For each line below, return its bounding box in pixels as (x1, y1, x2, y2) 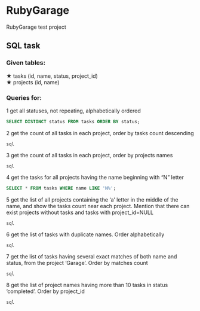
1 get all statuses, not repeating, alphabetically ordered (6, 107, 141, 114)
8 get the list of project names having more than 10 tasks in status (6, 281, 168, 288)
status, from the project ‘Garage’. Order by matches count (6, 259, 148, 266)
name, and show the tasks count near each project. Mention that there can (6, 202, 190, 209)
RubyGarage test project (6, 23, 67, 31)
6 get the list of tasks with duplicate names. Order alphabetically (6, 231, 165, 238)
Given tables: (6, 59, 46, 67)
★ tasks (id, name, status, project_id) (6, 72, 99, 80)
